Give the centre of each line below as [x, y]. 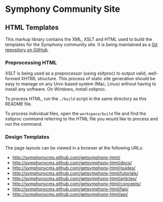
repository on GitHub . [27, 50]
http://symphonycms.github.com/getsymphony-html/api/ [70, 194]
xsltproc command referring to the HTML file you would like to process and [81, 119]
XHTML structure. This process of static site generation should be [88, 79]
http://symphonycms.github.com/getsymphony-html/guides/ [74, 168]
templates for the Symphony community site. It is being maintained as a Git [81, 45]
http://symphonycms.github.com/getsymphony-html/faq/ [70, 189]
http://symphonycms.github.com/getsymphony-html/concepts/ [77, 184]
